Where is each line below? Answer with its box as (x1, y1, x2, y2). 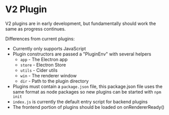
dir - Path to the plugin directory (20, 78, 89, 84)
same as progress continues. (5, 25, 66, 32)
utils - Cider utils (20, 67, 58, 73)
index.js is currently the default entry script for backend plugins (12, 98, 148, 105)
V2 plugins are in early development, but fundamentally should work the (5, 20, 156, 26)
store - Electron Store (20, 62, 66, 68)
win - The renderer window (20, 72, 77, 78)
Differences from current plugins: (5, 36, 75, 42)
